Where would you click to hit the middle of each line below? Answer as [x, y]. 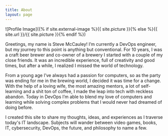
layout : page [19, 15]
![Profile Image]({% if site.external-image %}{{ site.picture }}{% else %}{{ [81, 29]
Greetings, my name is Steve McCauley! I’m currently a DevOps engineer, [81, 44]
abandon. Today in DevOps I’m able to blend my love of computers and [78, 97]
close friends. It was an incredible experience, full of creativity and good [80, 60]
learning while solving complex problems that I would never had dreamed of [83, 102]
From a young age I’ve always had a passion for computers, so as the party [83, 75]
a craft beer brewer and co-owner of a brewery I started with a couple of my [84, 55]
